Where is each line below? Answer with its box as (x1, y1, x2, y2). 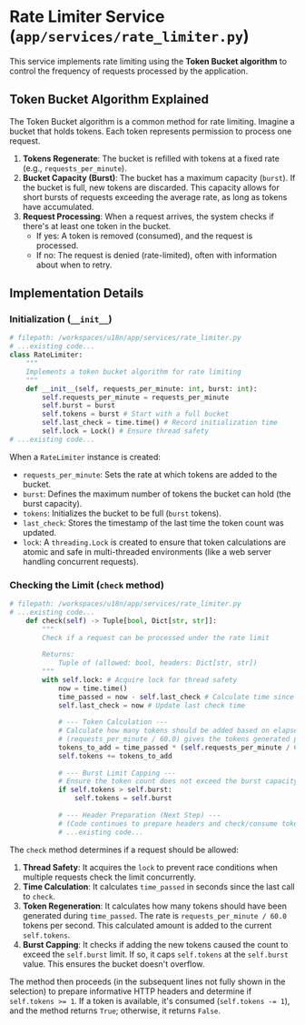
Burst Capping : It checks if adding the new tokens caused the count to (22, 939, 289, 950)
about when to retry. (35, 259, 113, 270)
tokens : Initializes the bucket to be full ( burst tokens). (22, 507, 222, 518)
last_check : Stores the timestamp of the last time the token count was (22, 517, 284, 528)
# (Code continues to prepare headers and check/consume (57, 819, 279, 829)
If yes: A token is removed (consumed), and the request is (35, 230, 253, 241)
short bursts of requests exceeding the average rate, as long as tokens (22, 191, 288, 202)
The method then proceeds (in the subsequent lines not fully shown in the (9, 976, 286, 987)
